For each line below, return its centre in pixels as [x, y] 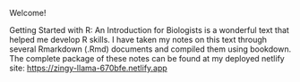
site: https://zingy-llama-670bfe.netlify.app [88, 68]
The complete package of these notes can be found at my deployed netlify [147, 58]
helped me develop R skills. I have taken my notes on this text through [138, 40]
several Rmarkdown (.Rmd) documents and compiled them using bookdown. [150, 49]
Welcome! [28, 13]
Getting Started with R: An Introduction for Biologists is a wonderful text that [149, 30]
